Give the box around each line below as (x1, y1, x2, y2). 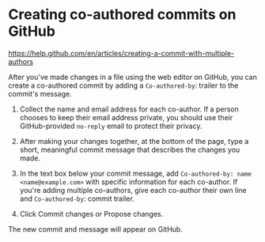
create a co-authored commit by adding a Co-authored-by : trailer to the (8, 81, 239, 90)
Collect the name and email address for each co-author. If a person (19, 104, 239, 114)
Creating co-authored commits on (8, 6, 237, 24)
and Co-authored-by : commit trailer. (19, 194, 134, 203)
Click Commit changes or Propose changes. (19, 209, 164, 218)
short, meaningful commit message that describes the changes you (19, 145, 240, 154)
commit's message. (8, 89, 73, 98)
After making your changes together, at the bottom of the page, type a (19, 136, 249, 146)
